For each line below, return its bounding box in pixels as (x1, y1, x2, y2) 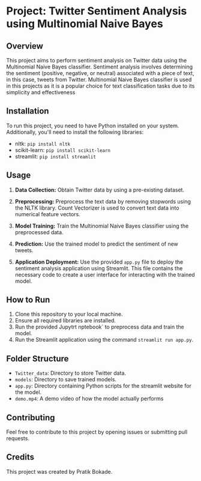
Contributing (6, 413, 55, 423)
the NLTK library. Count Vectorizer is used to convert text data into (14, 204, 179, 211)
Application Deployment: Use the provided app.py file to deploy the (14, 258, 184, 265)
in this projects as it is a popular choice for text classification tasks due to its (6, 82, 195, 89)
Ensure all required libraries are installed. (14, 317, 116, 324)
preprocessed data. (14, 228, 64, 235)
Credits (6, 452, 35, 462)
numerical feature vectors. (14, 210, 81, 217)
